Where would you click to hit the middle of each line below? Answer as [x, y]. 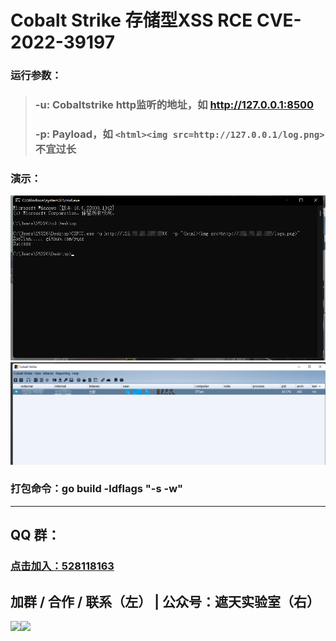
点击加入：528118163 [62, 566]
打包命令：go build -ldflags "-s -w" [97, 489]
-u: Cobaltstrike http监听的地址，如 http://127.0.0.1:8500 [174, 105]
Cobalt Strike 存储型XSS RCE [131, 20]
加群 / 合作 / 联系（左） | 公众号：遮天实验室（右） [165, 601]
